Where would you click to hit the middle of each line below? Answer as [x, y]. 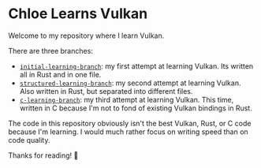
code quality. [29, 140]
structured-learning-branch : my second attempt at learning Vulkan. [130, 83]
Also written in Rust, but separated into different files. [106, 91]
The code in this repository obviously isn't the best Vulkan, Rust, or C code [130, 123]
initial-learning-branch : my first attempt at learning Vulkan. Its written [136, 66]
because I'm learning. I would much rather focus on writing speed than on [128, 132]
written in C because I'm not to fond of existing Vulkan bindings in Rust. [136, 108]
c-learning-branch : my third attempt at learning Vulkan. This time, [127, 99]
